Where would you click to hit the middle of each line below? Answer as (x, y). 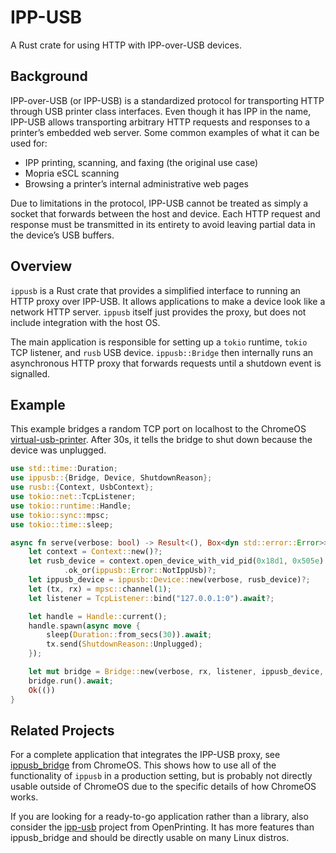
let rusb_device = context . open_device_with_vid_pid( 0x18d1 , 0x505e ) (176, 561)
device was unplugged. (58, 450)
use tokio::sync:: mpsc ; (60, 515)
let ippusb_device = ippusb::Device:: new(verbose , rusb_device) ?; (169, 580)
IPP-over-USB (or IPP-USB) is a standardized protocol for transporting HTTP (167, 100)
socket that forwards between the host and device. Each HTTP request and (165, 213)
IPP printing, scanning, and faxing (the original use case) (141, 162)
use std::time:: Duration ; (64, 469)
